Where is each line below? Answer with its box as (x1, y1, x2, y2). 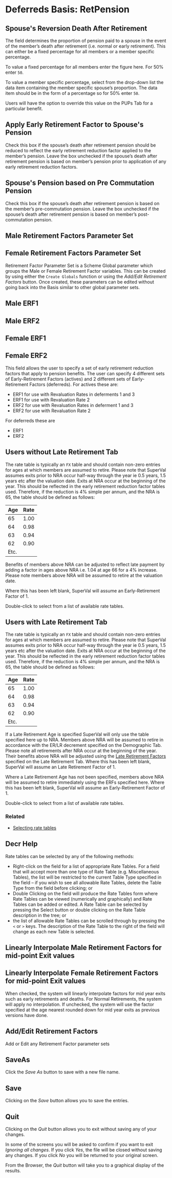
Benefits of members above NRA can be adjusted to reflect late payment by (5, 561, 165, 567)
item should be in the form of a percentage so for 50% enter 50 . (5, 90, 140, 96)
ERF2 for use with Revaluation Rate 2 (12, 408, 91, 414)
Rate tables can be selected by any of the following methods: (5, 853, 135, 859)
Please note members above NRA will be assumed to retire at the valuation (5, 572, 163, 578)
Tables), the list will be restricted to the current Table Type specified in (12, 874, 162, 880)
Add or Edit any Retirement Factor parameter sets (5, 1041, 110, 1047)
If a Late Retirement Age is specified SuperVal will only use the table (5, 732, 149, 738)
